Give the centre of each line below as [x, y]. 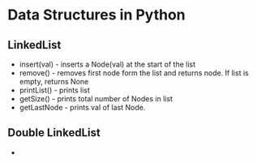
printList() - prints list [54, 90]
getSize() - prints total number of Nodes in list [96, 99]
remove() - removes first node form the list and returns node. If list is [134, 73]
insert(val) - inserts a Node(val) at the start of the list [107, 64]
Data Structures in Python [96, 15]
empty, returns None [54, 81]
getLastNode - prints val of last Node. [82, 107]
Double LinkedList [54, 133]
